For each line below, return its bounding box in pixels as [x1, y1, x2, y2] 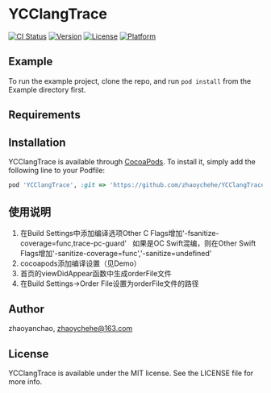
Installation [8, 135, 66, 149]
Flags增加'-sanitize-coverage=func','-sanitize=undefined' [19, 248, 212, 258]
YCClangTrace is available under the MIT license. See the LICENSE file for [8, 368, 254, 379]
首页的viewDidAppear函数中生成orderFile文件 [19, 268, 172, 278]
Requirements [8, 108, 81, 122]
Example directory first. [8, 85, 86, 94]
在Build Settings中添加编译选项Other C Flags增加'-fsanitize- [19, 228, 219, 238]
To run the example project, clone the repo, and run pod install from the [8, 76, 252, 85]
